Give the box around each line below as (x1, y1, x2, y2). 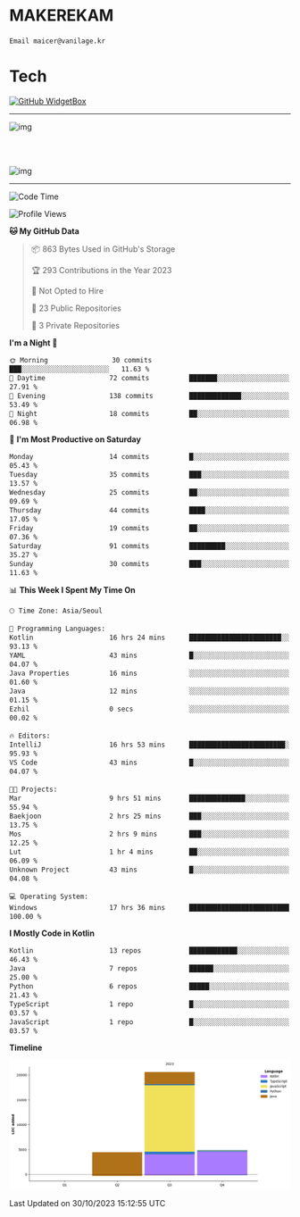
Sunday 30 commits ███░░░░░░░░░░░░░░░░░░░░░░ (9, 559, 290, 568)
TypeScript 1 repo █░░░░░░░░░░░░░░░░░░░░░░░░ (9, 999, 290, 1009)
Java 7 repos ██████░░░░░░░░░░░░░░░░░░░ (9, 963, 290, 973)
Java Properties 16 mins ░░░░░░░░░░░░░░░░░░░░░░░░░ (9, 669, 290, 678)
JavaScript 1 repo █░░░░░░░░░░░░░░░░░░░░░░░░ (9, 1017, 290, 1027)
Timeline (9, 1042, 43, 1053)
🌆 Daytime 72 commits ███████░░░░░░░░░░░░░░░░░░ (9, 373, 290, 382)
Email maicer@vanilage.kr (9, 37, 105, 46)
